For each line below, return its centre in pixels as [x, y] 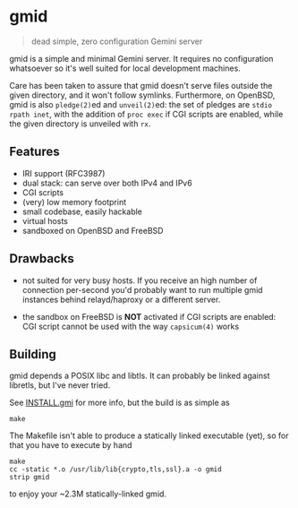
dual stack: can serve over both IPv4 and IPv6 [107, 183]
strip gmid [30, 478]
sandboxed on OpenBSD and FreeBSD [93, 230]
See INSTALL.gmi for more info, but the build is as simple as [119, 403]
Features [34, 152]
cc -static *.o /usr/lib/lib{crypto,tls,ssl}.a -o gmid [115, 469]
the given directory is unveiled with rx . [80, 124]
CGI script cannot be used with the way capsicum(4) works [131, 326]
